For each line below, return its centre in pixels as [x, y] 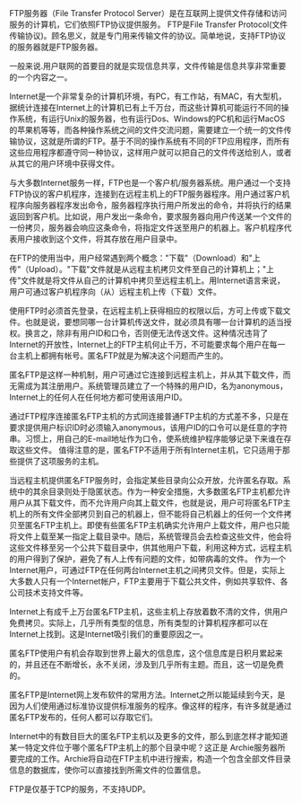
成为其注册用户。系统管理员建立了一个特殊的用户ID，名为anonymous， [156, 386]
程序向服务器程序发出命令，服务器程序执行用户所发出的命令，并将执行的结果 [150, 205]
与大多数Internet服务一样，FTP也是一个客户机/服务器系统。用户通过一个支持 [150, 183]
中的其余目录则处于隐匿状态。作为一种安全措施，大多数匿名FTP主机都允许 [154, 491]
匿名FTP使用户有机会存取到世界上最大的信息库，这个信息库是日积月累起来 [146, 653]
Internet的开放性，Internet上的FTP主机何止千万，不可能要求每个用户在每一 [147, 344]
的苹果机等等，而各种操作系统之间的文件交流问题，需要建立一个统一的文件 [146, 130]
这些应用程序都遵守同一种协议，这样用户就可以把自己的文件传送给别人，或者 [150, 152]
